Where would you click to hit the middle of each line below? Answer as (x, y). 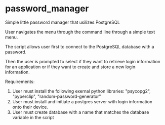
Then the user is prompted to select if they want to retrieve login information (83, 61)
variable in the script (33, 117)
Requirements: (20, 82)
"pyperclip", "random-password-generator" (57, 96)
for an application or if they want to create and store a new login (70, 67)
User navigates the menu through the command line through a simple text (80, 32)
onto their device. (30, 107)
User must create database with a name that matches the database (81, 112)
